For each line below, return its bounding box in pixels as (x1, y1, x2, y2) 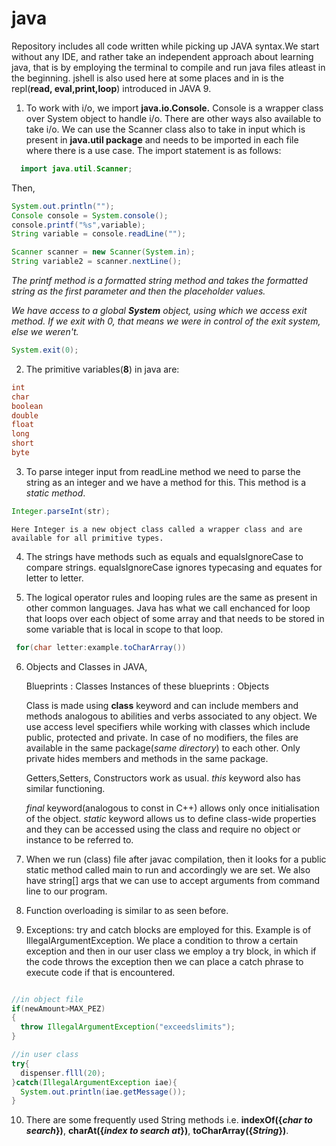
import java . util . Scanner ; (20, 163, 133, 174)
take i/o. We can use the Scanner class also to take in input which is (25, 123, 306, 135)
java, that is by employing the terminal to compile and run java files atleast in (11, 61, 326, 73)
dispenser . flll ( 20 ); (20, 1068, 106, 1078)
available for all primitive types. (11, 533, 164, 543)
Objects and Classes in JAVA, (25, 660, 148, 672)
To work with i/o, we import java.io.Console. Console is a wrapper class (25, 102, 324, 114)
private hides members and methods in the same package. (25, 752, 269, 764)
